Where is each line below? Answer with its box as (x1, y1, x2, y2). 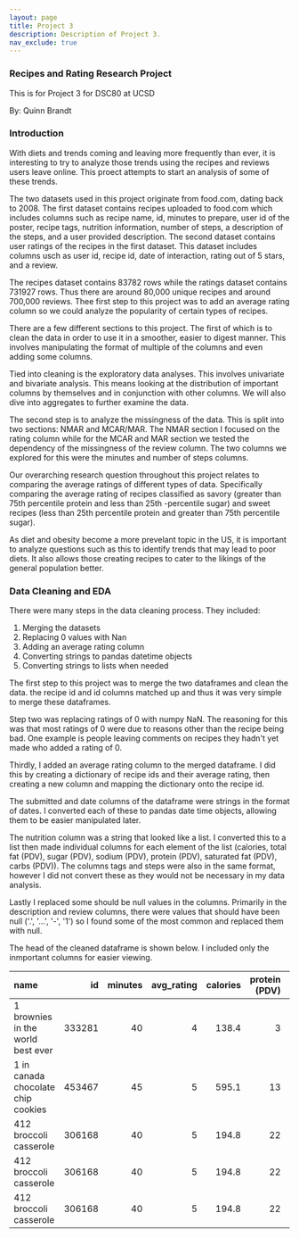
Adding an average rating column (21, 642, 145, 652)
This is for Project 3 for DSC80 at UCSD (9, 87, 156, 98)
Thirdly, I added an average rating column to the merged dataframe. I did (9, 760, 276, 770)
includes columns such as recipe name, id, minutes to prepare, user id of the (9, 212, 291, 223)
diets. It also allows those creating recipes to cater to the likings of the (9, 553, 267, 563)
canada (13, 1070, 45, 1083)
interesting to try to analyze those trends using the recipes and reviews (9, 157, 270, 168)
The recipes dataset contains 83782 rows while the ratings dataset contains (9, 277, 287, 287)
